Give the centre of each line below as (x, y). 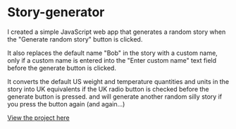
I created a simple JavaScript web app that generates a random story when (117, 32)
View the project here (39, 118)
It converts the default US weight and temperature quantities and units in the (118, 81)
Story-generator (56, 12)
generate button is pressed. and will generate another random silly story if (115, 97)
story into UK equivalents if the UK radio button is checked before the (108, 89)
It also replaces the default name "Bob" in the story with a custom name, (113, 53)
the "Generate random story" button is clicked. (75, 39)
